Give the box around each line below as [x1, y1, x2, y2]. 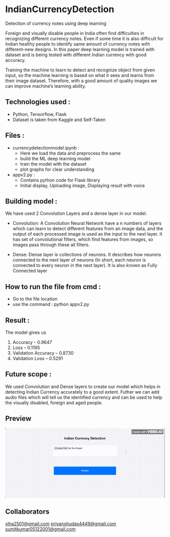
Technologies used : [5, 98, 71, 106]
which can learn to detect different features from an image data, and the [12, 225, 163, 232]
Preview [5, 414, 32, 423]
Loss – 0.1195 [12, 344, 40, 351]
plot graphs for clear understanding [20, 166, 95, 172]
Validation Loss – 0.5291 [12, 356, 63, 361]
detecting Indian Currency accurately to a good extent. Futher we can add [5, 389, 159, 395]
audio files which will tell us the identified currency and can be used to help [5, 394, 163, 400]
